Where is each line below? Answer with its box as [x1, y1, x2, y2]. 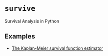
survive [4, 4, 36, 13]
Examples [4, 32, 35, 40]
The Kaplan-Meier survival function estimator [11, 45, 104, 51]
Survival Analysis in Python [4, 18, 60, 24]
